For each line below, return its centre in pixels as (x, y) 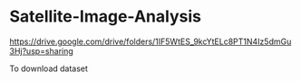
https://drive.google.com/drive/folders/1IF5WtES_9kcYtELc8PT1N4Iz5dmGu (150, 41)
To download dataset (49, 68)
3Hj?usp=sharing (42, 50)
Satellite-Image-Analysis (106, 17)
